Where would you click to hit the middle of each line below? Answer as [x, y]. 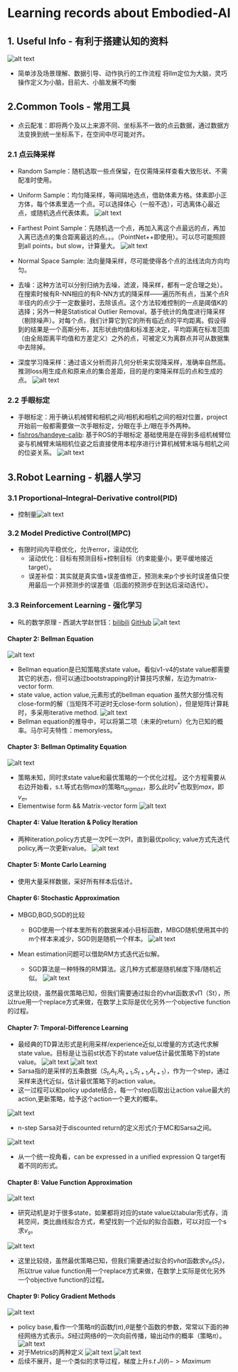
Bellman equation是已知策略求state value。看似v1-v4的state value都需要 [124, 669]
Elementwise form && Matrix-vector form [77, 806]
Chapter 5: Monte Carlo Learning [57, 865]
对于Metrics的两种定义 [50, 1352]
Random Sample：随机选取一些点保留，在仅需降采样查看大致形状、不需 [123, 171]
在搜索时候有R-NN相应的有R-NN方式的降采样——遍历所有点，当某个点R [123, 294]
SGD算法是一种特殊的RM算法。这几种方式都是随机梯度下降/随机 [121, 969]
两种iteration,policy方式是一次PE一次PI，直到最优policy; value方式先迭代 [123, 839]
